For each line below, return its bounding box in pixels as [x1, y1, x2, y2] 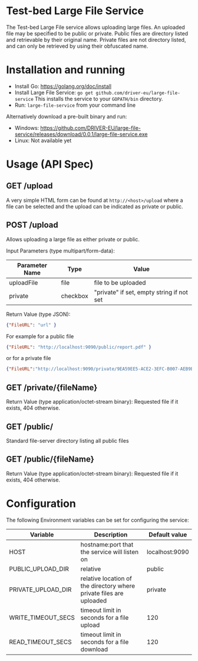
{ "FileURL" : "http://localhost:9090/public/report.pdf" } [6, 344, 151, 350]
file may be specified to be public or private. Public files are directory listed [6, 30, 189, 37]
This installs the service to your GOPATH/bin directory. [34, 95, 163, 102]
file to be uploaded [94, 279, 146, 287]
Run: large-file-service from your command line [14, 102, 136, 109]
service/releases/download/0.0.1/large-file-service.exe [14, 130, 148, 138]
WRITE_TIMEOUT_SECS [9, 613, 75, 621]
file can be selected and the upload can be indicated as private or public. [6, 202, 184, 210]
